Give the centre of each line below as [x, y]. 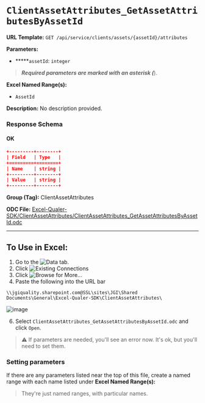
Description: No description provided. [54, 108]
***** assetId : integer [43, 61]
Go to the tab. [42, 262]
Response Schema [34, 124]
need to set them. [43, 346]
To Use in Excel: [37, 247]
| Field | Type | [34, 157]
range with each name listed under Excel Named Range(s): [81, 382]
